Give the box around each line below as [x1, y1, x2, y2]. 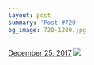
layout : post [8, 11, 51, 20]
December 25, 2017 [8, 49, 73, 58]
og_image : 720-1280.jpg [8, 26, 87, 34]
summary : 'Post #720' [8, 19, 80, 27]
